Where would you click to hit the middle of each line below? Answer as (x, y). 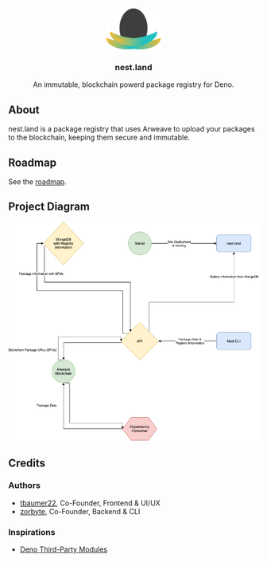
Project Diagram (49, 207)
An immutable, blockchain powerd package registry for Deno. (133, 84)
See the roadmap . (37, 181)
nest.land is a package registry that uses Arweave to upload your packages (132, 129)
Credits (27, 463)
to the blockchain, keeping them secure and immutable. (99, 138)
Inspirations (32, 532)
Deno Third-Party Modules (64, 549)
